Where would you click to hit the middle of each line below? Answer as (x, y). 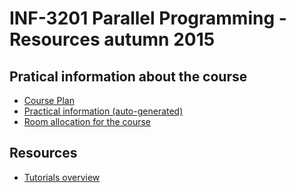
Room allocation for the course (87, 121)
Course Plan (49, 100)
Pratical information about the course (128, 76)
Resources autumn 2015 (112, 39)
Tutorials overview (62, 177)
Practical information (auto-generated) (103, 111)
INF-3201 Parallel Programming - (148, 18)
